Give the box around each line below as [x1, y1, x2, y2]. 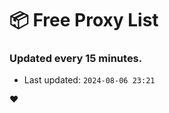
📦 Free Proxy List [9, 9, 159, 32]
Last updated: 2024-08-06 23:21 [23, 74, 156, 86]
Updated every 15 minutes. [9, 52, 143, 66]
